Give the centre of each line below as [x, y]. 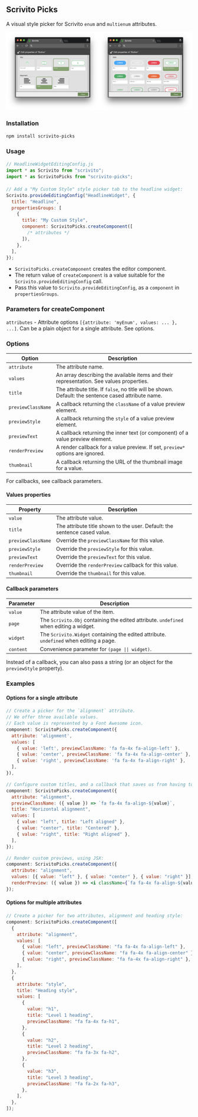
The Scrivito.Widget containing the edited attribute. [103, 635]
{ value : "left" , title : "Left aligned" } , [71, 822]
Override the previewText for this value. [103, 557]
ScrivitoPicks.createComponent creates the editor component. [90, 269]
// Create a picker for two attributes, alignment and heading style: [95, 916]
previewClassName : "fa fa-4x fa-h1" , [73, 1021]
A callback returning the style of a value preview [115, 418]
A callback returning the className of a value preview [120, 404]
